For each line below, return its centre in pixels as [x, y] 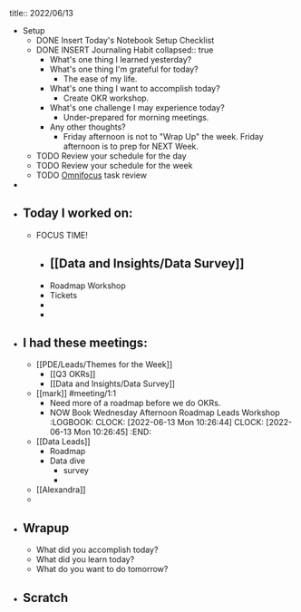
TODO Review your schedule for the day [111, 156]
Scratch [45, 597]
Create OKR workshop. [106, 98]
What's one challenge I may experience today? [137, 107]
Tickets [63, 295]
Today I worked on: [78, 214]
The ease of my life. [100, 79]
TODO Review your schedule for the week [114, 165]
